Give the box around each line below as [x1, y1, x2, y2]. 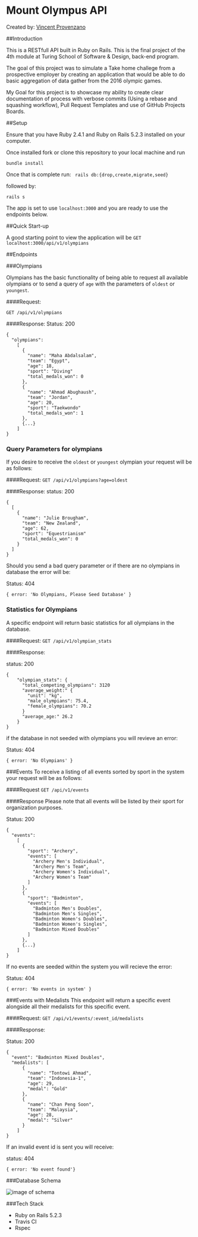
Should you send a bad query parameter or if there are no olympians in [6, 562, 180, 569]
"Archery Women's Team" [32, 874, 92, 880]
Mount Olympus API [6, 4, 108, 17]
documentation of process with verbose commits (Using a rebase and [6, 95, 177, 102]
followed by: [6, 182, 37, 189]
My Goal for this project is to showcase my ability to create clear [6, 88, 164, 96]
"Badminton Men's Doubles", [32, 906, 102, 911]
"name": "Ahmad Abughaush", [27, 389, 97, 395]
